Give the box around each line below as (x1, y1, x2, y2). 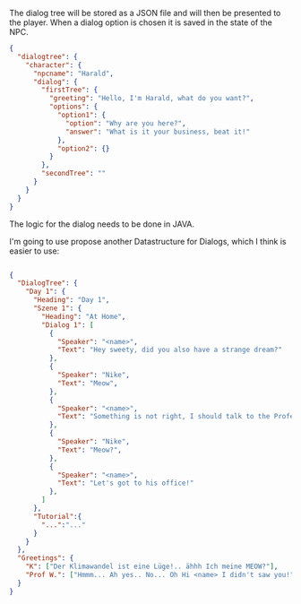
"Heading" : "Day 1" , (32, 296, 110, 305)
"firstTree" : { (41, 85, 99, 95)
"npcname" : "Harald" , (32, 69, 115, 78)
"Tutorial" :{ (32, 512, 82, 521)
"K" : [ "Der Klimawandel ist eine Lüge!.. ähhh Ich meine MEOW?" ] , (25, 562, 279, 572)
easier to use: (9, 246, 60, 256)
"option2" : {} (56, 143, 110, 153)
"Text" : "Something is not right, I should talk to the (56, 412, 271, 421)
